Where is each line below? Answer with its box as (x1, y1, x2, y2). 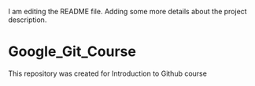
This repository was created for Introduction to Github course (8, 69, 207, 78)
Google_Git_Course (8, 43, 136, 61)
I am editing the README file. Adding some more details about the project (8, 7, 247, 16)
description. (8, 15, 47, 24)
